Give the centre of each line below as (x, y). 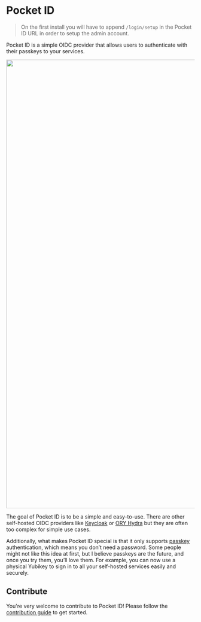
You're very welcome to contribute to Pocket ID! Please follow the (87, 606)
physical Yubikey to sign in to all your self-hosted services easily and (91, 566)
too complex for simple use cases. (48, 529)
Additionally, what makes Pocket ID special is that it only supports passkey (98, 541)
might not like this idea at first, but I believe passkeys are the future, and (95, 553)
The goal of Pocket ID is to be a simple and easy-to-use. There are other (95, 516)
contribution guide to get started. (47, 612)
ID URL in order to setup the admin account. (75, 33)
